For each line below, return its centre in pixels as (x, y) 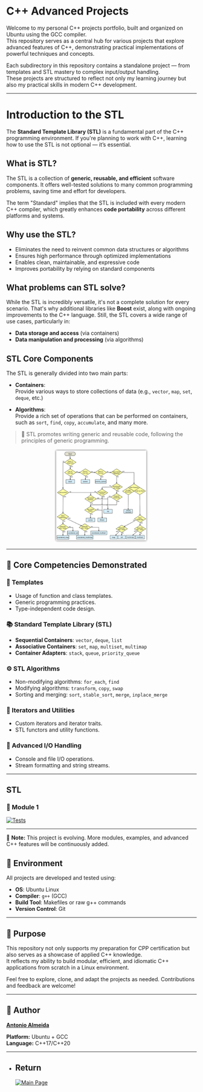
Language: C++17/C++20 (38, 1043)
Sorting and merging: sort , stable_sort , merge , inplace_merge (91, 695)
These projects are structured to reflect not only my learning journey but (96, 78)
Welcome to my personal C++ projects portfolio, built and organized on (95, 28)
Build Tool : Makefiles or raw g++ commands (70, 902)
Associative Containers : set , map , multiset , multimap (81, 646)
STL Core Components (50, 359)
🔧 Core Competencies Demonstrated (77, 565)
